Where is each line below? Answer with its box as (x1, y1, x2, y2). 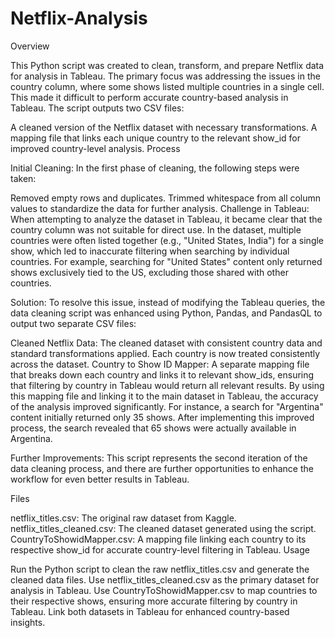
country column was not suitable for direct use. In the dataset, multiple (10, 223, 302, 236)
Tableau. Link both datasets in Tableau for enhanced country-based (10, 605, 290, 617)
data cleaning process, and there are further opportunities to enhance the (10, 462, 314, 474)
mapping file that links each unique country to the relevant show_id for (10, 132, 302, 144)
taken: (10, 172, 37, 184)
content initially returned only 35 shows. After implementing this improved (10, 411, 315, 423)
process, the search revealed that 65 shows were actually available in (10, 422, 297, 434)
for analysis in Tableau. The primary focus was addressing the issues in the (10, 70, 321, 82)
